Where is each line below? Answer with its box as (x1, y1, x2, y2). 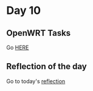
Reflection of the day (6, 61, 87, 72)
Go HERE (6, 44, 29, 51)
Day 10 (6, 4, 41, 18)
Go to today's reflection (6, 77, 66, 85)
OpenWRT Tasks (6, 28, 71, 38)
